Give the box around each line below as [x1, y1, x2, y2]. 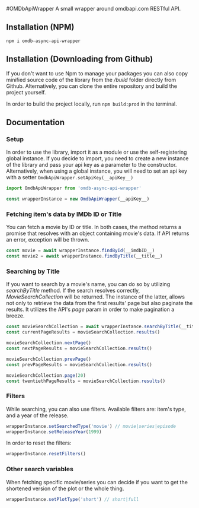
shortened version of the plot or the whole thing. [6, 485, 124, 492]
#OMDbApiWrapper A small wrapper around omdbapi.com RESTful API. [6, 5, 181, 12]
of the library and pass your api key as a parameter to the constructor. [6, 161, 177, 169]
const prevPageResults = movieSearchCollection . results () [6, 361, 152, 367]
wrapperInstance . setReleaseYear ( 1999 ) [6, 428, 102, 435]
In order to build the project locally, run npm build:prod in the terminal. [6, 100, 177, 107]
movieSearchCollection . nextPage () [6, 340, 92, 346]
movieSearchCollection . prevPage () [6, 356, 92, 362]
